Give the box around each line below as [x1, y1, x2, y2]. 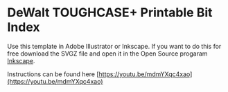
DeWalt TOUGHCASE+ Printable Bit [7, 5, 213, 21]
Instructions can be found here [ [7, 70, 99, 78]
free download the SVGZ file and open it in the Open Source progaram [7, 49, 208, 58]
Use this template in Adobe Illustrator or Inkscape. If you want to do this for [7, 42, 222, 50]
